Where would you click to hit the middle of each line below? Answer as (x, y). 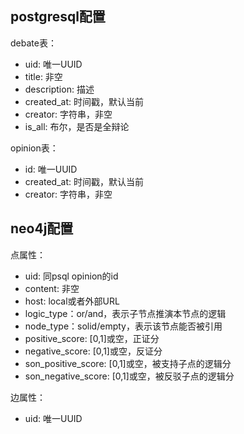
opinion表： (34, 148)
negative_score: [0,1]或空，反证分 (93, 351)
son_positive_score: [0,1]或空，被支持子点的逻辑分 (128, 363)
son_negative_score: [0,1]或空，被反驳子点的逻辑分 (129, 376)
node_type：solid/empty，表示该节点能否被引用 (123, 326)
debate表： (33, 43)
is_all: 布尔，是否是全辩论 (77, 126)
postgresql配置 (58, 17)
